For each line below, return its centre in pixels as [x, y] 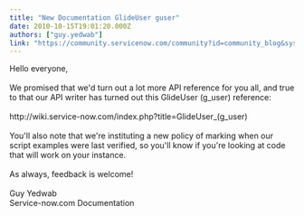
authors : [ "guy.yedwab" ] [56, 34]
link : [19, 43]
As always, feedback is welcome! [71, 174]
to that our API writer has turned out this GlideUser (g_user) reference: [140, 98]
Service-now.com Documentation [72, 203]
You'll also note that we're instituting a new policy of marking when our [142, 136]
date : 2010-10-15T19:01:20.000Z [70, 26]
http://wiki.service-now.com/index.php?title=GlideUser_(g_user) [128, 117]
